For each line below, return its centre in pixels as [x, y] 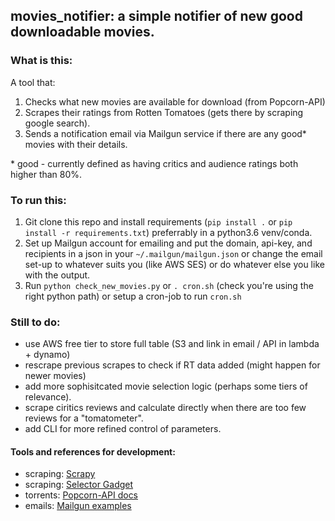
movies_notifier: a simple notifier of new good [156, 16]
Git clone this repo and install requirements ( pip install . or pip [158, 221]
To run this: [38, 200]
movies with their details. [76, 144]
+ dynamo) [47, 355]
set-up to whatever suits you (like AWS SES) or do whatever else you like [174, 264]
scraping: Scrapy [60, 474]
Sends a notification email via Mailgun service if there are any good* [165, 133]
